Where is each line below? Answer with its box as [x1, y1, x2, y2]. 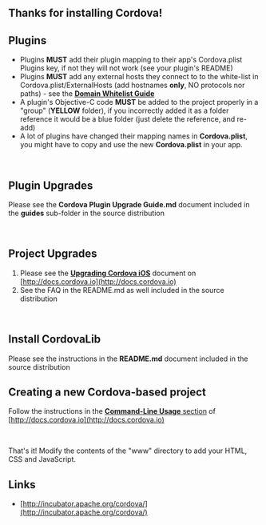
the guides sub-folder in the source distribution [8, 208, 165, 218]
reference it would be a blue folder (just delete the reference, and [19, 114, 236, 124]
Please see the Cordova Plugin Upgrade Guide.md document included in [8, 200, 250, 210]
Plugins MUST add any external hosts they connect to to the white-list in [19, 72, 259, 82]
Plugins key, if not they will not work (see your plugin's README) [19, 63, 233, 73]
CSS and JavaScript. [8, 455, 77, 464]
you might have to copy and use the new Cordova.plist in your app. [19, 140, 243, 150]
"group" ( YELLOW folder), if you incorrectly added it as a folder [19, 106, 229, 115]
